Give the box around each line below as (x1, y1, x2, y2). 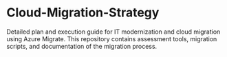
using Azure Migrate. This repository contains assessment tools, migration (6, 34, 217, 43)
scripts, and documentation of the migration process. (6, 42, 158, 50)
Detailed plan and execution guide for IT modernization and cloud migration (6, 27, 221, 36)
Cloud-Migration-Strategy (6, 5, 160, 21)
